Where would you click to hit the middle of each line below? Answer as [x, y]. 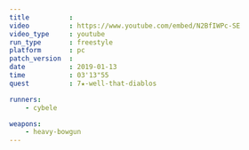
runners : [25, 99]
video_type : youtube [57, 34]
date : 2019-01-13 [63, 67]
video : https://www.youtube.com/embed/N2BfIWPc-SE [125, 26]
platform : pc [48, 51]
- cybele [41, 107]
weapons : [25, 124]
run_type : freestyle [61, 42]
